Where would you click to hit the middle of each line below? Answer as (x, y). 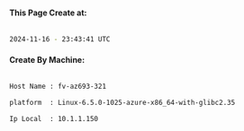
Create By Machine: (47, 59)
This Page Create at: (48, 13)
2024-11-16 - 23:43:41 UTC (60, 39)
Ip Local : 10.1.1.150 (54, 119)
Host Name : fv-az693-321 (58, 87)
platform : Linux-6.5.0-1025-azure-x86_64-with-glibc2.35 (122, 103)
